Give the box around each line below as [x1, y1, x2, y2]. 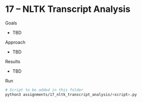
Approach [5, 39, 26, 45]
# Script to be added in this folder [5, 87, 84, 93]
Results [5, 58, 21, 64]
